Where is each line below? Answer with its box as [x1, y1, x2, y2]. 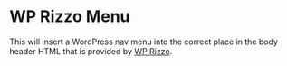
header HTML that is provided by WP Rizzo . [9, 45, 173, 56]
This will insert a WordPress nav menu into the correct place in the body [9, 36, 279, 47]
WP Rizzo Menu [9, 6, 130, 27]
